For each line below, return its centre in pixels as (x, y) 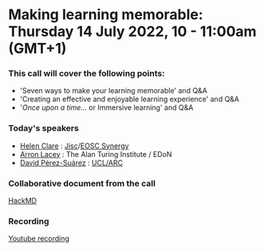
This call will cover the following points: (87, 73)
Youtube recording (39, 239)
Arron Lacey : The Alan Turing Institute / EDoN (96, 154)
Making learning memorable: (106, 15)
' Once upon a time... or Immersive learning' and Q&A (106, 108)
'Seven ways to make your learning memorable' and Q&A (113, 91)
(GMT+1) (37, 49)
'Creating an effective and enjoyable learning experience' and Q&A (130, 99)
